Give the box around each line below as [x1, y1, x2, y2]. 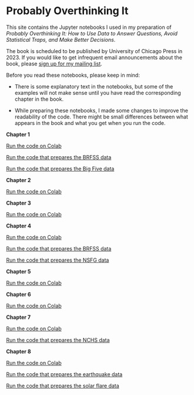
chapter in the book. [14, 96, 63, 103]
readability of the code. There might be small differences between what [14, 113, 188, 120]
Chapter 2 [6, 176, 31, 183]
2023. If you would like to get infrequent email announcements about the [6, 54, 182, 61]
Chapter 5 [6, 268, 31, 275]
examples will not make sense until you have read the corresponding [14, 89, 181, 96]
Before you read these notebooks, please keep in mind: [6, 71, 140, 78]
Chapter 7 [6, 314, 31, 321]
